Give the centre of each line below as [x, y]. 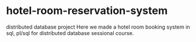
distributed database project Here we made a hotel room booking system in [98, 27]
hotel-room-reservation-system [87, 11]
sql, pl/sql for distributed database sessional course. [70, 33]
